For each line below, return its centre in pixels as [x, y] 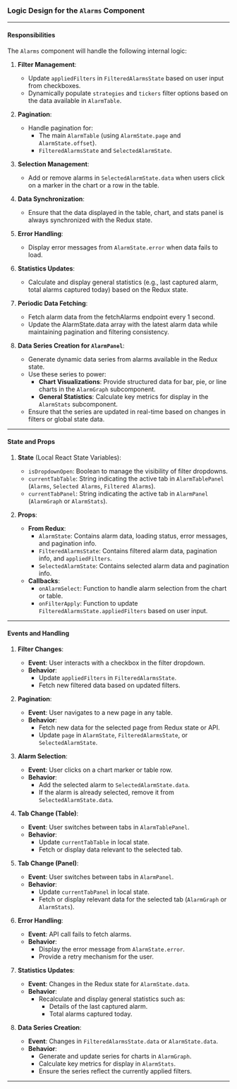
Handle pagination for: [60, 128]
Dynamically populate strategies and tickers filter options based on [128, 93]
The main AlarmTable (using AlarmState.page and [110, 135]
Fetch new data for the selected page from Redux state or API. [129, 727]
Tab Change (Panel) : [48, 863]
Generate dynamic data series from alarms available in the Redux [123, 359]
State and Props [31, 442]
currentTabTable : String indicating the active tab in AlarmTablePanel [126, 479]
